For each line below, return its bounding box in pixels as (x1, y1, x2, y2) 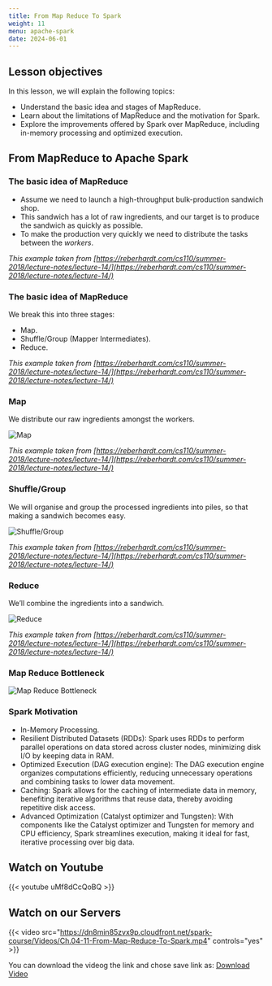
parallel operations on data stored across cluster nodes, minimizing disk (19, 742, 261, 752)
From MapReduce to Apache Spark (8, 151, 189, 165)
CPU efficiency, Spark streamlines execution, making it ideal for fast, (19, 828, 250, 838)
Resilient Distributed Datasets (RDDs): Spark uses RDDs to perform (19, 733, 245, 743)
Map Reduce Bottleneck (8, 667, 105, 678)
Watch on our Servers (8, 905, 122, 919)
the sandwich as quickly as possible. (19, 220, 144, 230)
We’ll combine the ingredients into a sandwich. (8, 598, 165, 608)
